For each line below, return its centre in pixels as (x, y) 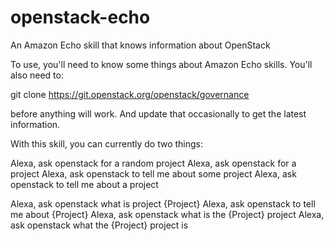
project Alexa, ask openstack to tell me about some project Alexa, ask (153, 173)
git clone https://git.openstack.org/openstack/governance (130, 94)
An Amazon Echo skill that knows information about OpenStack (140, 45)
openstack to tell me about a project (84, 184)
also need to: (37, 75)
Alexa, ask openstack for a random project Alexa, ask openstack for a (153, 163)
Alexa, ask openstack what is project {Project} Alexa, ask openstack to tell (163, 203)
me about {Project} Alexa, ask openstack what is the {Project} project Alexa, (167, 214)
